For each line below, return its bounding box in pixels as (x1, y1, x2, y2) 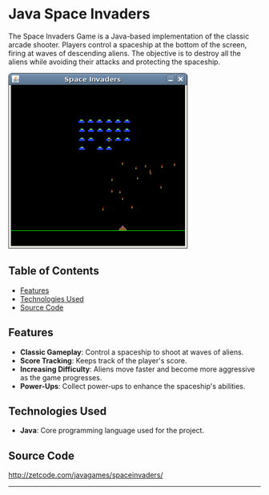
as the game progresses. (19, 372, 102, 382)
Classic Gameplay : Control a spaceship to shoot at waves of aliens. (19, 347, 244, 357)
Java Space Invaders (8, 5, 151, 23)
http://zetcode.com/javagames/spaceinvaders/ (8, 470, 163, 480)
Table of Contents (8, 264, 100, 278)
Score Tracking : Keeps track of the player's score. (19, 355, 187, 365)
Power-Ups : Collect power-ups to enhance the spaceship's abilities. (19, 381, 246, 391)
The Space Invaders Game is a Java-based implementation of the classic (8, 31, 250, 41)
